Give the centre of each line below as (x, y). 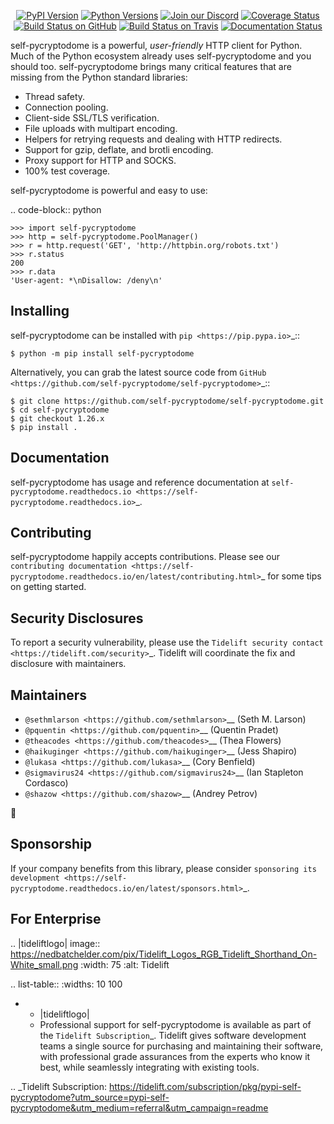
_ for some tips (291, 576)
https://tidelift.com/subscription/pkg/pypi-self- (205, 1086)
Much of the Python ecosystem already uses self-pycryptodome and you (161, 56)
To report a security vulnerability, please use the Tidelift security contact (167, 642)
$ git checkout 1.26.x (57, 418)
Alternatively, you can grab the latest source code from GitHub (138, 372)
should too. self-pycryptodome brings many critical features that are (151, 66)
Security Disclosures (77, 618)
